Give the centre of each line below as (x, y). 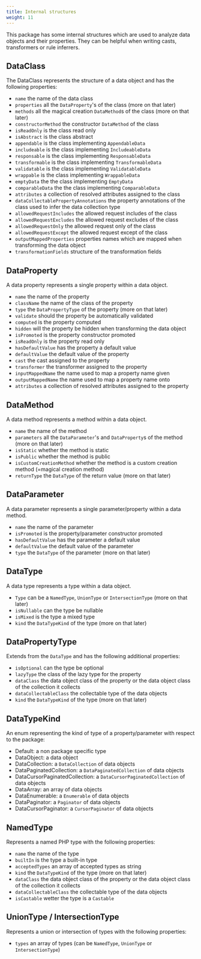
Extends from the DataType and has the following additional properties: (93, 656)
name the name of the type (47, 854)
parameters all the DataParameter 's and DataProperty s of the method (99, 437)
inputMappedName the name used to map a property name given (92, 374)
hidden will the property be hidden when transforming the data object (100, 328)
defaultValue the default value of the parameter (74, 546)
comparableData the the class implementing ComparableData (87, 188)
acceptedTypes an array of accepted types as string (78, 866)
